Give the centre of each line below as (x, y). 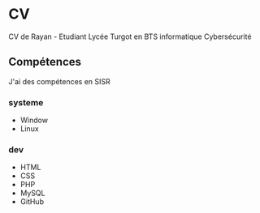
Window (34, 120)
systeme (26, 102)
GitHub (32, 202)
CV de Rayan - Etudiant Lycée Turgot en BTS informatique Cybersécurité (130, 36)
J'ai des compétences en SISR (60, 81)
